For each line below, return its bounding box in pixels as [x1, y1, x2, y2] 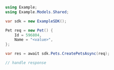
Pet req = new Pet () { [5, 28, 53, 33]
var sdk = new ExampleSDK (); [5, 18, 67, 24]
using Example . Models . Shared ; [5, 9, 69, 15]
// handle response [5, 60, 47, 65]
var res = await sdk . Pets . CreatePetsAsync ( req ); [5, 51, 110, 56]
